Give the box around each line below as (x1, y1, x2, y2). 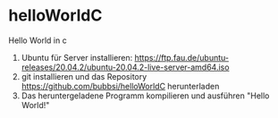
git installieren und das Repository (21, 71, 147, 81)
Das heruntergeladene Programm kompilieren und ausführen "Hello (21, 90, 270, 101)
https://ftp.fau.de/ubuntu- (134, 52, 230, 63)
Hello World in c (8, 35, 68, 46)
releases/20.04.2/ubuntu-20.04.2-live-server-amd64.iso (21, 62, 230, 72)
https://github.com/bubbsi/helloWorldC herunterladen (21, 80, 220, 91)
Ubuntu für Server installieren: (21, 52, 133, 63)
